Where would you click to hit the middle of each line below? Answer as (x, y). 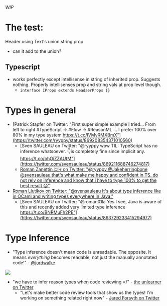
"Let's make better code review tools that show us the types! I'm (87, 292)
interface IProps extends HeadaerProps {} (65, 90)
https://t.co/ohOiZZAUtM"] (47, 159)
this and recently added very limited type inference (73, 207)
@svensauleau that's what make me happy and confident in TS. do (89, 175)
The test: (24, 28)
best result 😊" (35, 185)
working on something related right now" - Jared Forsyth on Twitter (90, 298)
